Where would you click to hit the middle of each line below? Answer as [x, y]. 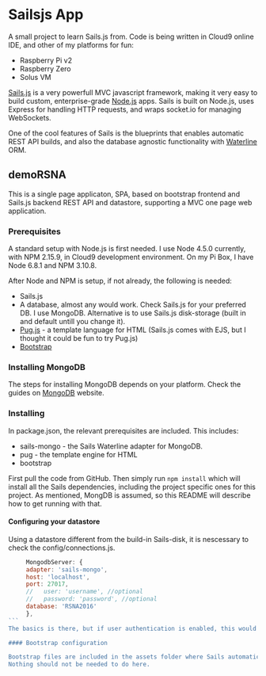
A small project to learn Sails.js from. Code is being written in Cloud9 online [131, 36]
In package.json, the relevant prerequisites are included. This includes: [123, 430]
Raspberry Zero [45, 68]
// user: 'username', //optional [85, 592]
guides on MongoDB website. [56, 393]
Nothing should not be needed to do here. [79, 665]
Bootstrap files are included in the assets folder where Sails [116, 657]
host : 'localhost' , [58, 577]
